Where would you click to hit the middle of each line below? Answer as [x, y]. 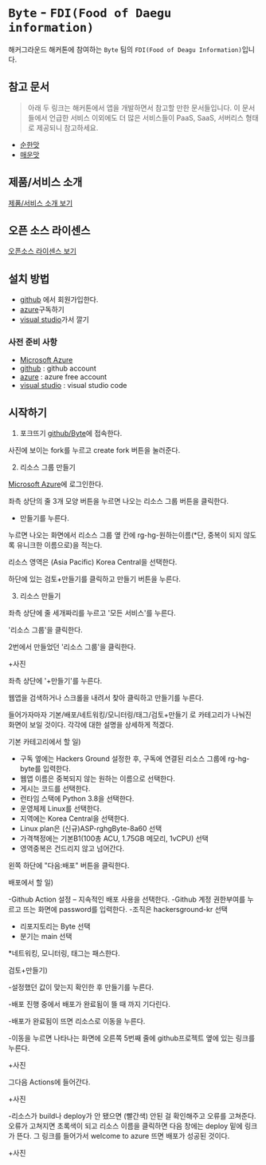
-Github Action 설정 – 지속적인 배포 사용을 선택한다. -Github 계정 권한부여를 [127, 900]
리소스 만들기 [40, 596]
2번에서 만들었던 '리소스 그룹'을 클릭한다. [72, 647]
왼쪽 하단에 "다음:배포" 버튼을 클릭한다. [69, 866]
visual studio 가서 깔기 [54, 319]
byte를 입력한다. [45, 769]
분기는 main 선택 [46, 937]
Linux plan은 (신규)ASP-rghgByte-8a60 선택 [91, 829]
